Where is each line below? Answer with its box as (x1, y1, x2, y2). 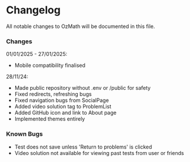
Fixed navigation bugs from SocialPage (14, 97, 109, 104)
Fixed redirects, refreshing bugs (14, 91, 92, 98)
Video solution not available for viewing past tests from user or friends (14, 149, 184, 156)
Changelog (6, 3, 61, 17)
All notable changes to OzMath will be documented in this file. (6, 23, 156, 30)
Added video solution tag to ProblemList (14, 103, 112, 110)
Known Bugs (6, 130, 43, 138)
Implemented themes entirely (14, 115, 85, 122)
